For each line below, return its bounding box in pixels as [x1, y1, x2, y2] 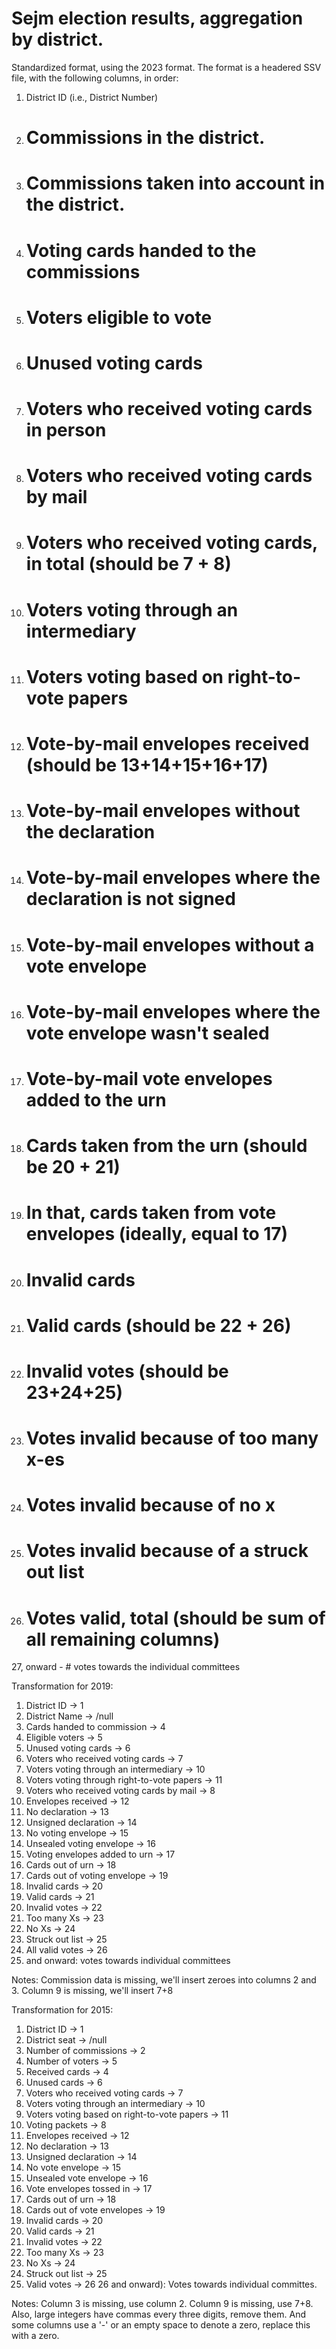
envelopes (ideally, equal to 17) [25, 1223, 289, 1246]
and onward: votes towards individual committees [25, 1955, 231, 1967]
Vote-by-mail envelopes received [25, 733, 310, 755]
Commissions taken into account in [25, 172, 326, 195]
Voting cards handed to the [25, 239, 257, 262]
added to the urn [25, 1088, 167, 1111]
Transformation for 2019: [11, 1680, 114, 1692]
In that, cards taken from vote [25, 1202, 277, 1224]
